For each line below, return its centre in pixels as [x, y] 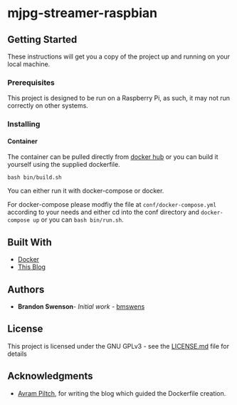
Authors [26, 289]
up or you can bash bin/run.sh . [78, 220]
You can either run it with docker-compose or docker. [86, 191]
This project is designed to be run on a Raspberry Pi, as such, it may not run [118, 98]
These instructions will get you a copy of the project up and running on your [118, 56]
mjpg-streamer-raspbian [83, 13]
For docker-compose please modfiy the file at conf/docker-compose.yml [112, 205]
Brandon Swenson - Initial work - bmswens [81, 307]
